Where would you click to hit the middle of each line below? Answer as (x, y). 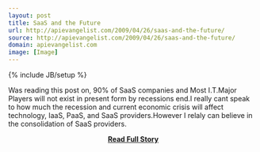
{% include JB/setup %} (48, 75)
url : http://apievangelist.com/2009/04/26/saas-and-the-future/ (117, 30)
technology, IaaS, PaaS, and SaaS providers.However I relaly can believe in (130, 115)
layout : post (30, 15)
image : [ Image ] (33, 52)
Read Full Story (133, 139)
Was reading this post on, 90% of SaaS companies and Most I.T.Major (123, 90)
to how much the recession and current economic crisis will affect (116, 107)
